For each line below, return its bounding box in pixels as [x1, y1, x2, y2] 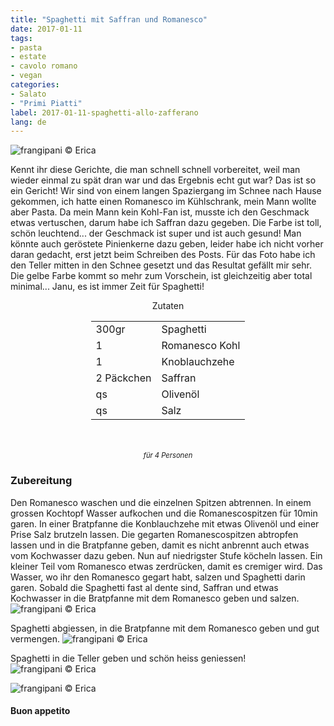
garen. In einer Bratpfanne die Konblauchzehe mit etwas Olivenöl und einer [10, 517, 320, 530]
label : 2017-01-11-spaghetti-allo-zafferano [10, 107, 199, 118]
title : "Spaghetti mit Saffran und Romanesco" [10, 14, 208, 25]
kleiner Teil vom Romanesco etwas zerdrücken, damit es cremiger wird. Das [10, 560, 323, 572]
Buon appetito [10, 705, 71, 717]
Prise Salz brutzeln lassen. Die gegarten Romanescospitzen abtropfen [10, 528, 299, 540]
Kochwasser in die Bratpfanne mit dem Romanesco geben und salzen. [10, 592, 300, 604]
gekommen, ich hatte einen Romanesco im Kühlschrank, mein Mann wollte [10, 196, 317, 208]
